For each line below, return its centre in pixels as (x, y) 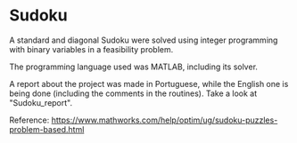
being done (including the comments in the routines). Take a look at (133, 93)
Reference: (29, 120)
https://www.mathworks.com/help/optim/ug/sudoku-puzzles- (165, 120)
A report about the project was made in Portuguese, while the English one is (149, 83)
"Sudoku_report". (41, 102)
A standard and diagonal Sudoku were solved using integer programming (144, 40)
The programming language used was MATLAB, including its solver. (134, 67)
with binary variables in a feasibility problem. (91, 49)
